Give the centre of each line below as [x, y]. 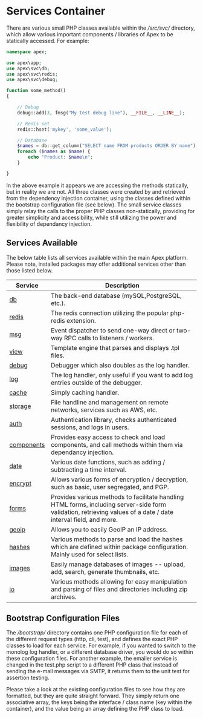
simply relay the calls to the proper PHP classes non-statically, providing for [101, 211]
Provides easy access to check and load [108, 437]
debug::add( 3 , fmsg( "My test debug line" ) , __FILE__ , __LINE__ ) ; [101, 113]
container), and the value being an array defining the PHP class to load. [95, 709]
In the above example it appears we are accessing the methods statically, [98, 185]
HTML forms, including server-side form [108, 504]
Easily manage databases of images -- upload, [118, 564]
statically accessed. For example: [48, 41]
